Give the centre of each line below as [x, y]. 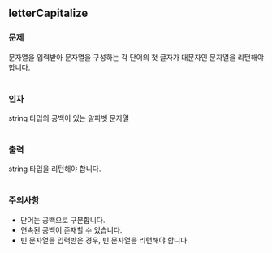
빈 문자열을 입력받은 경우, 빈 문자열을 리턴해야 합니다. [104, 240]
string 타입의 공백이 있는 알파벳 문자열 [69, 118]
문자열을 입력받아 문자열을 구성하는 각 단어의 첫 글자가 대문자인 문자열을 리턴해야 [136, 57]
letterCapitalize [48, 13]
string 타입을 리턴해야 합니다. [55, 169]
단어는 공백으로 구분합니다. [63, 220]
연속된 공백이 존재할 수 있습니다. [71, 229]
